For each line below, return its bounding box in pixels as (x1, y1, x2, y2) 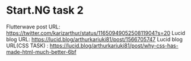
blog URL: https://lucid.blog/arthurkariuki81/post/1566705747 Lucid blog (6, 36, 183, 43)
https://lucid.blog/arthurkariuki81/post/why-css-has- (49, 42, 179, 49)
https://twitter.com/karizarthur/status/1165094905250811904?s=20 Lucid (6, 29, 186, 36)
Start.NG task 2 (6, 4, 84, 17)
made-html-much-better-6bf (6, 48, 77, 55)
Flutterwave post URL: (6, 23, 61, 30)
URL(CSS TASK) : (6, 42, 49, 49)
